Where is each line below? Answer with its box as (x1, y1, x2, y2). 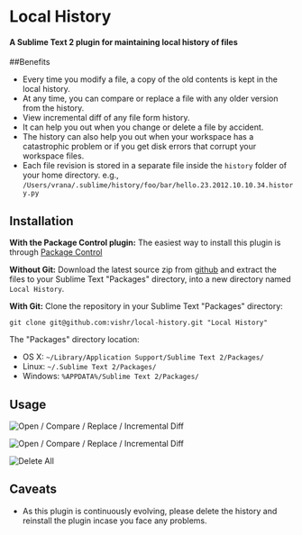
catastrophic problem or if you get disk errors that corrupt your (22, 141, 257, 152)
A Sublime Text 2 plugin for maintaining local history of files (9, 36, 239, 47)
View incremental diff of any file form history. (22, 113, 191, 123)
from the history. (22, 103, 85, 113)
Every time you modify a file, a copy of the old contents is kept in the (22, 74, 278, 85)
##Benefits (9, 57, 50, 68)
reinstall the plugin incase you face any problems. (22, 515, 207, 526)
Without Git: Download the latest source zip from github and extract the (9, 264, 277, 276)
